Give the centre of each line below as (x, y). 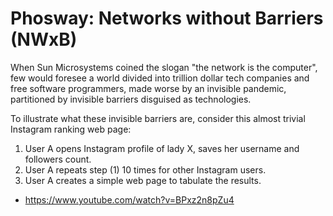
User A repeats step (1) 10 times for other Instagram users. (145, 169)
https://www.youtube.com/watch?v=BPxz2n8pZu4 (129, 199)
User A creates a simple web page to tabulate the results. (143, 180)
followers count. (58, 159)
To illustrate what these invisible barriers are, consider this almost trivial (158, 118)
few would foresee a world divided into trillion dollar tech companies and (160, 78)
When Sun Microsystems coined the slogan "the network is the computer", (164, 67)
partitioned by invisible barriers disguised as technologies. (131, 99)
